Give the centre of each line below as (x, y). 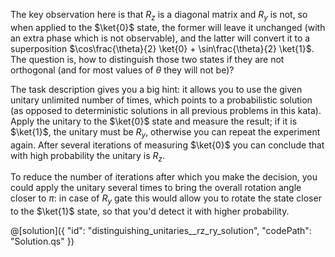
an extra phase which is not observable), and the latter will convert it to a (160, 38)
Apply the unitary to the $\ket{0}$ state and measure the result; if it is (154, 121)
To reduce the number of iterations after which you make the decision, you (164, 177)
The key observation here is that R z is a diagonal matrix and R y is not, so (159, 16)
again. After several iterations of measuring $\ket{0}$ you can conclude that (167, 145)
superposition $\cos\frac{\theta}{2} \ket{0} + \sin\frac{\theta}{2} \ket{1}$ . (162, 48)
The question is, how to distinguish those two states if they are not (147, 59)
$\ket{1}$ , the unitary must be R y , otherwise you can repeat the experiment (165, 132)
